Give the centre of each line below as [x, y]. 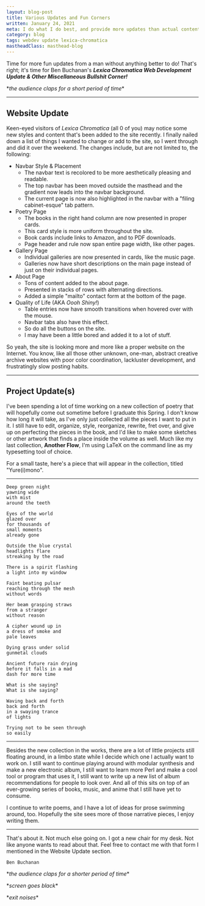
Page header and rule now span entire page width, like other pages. [110, 244]
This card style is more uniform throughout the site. [89, 231]
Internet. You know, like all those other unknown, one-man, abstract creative [102, 353]
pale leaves [21, 637]
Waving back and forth [35, 701]
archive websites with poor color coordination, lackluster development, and [101, 360]
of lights [19, 717]
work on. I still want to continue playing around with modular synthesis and [100, 763]
